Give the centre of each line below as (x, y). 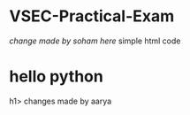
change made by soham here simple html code (95, 41)
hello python (56, 77)
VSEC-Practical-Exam (92, 16)
